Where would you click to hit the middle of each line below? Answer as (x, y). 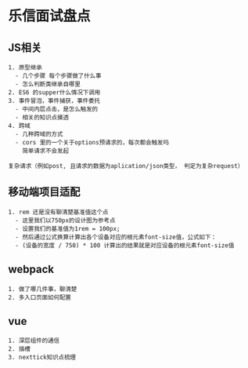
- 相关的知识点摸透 (42, 118)
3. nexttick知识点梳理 (42, 358)
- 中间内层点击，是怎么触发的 (57, 109)
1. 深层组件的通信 (34, 341)
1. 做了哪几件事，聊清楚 (43, 289)
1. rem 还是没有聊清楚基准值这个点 (58, 212)
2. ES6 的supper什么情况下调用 (54, 93)
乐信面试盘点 (50, 16)
